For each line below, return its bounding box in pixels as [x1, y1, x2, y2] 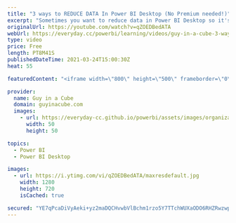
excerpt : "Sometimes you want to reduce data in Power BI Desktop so [7, 17, 216, 24]
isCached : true [20, 191, 65, 199]
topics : [7, 140, 30, 147]
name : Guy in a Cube [13, 94, 74, 102]
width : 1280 [20, 179, 55, 186]
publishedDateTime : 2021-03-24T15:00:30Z [7, 56, 131, 63]
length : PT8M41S [7, 50, 55, 57]
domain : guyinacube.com [13, 101, 83, 108]
